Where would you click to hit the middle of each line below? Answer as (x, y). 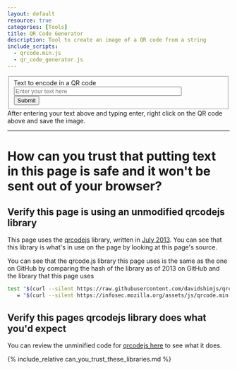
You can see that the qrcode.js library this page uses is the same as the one (117, 261)
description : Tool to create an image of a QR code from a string (107, 40)
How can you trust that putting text (112, 156)
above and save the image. (47, 121)
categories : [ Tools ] (38, 27)
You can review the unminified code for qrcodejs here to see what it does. (115, 345)
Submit (26, 100)
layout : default (31, 14)
